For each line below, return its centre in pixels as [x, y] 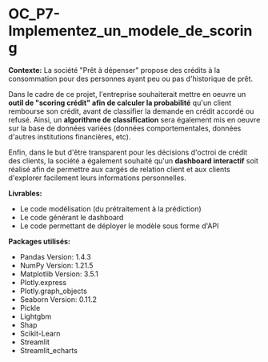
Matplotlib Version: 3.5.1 [59, 274]
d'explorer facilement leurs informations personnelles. [97, 178]
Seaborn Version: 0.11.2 [58, 299]
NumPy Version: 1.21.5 [56, 265]
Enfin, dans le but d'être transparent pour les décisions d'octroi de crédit [128, 152]
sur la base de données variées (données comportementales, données [125, 128]
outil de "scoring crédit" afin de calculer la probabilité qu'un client [120, 103]
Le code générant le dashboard [72, 217]
